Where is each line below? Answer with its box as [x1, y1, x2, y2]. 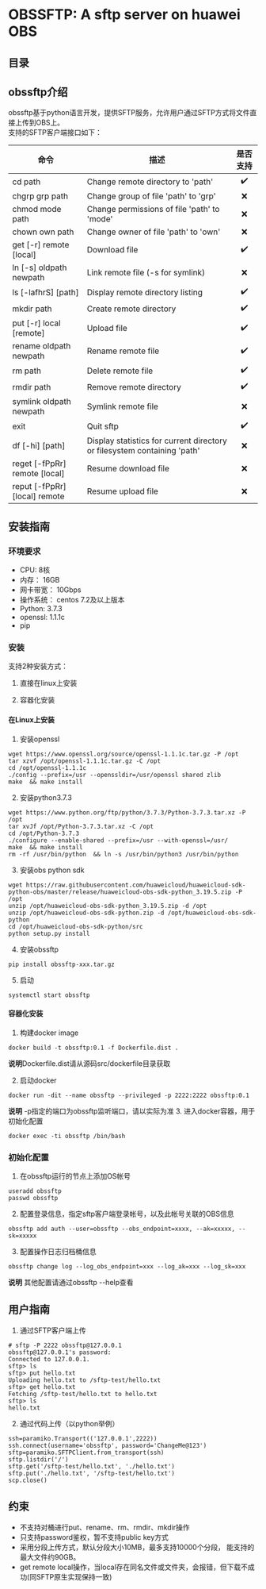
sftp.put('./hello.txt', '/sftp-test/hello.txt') [8, 1469, 176, 1477]
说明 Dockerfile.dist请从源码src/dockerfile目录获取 [8, 1058, 171, 1068]
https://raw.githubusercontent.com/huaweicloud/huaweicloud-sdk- [25, 881, 246, 889]
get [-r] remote [12, 240, 70, 251]
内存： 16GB [19, 575, 60, 585]
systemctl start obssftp [8, 991, 90, 999]
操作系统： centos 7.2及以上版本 [19, 595, 125, 605]
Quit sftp [86, 421, 119, 432]
